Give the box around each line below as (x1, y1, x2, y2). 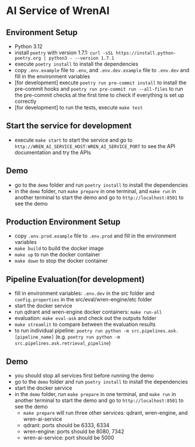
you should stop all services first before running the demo (14, 372, 154, 379)
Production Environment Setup (6, 217, 121, 227)
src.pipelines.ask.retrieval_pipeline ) (14, 339, 111, 346)
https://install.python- (116, 50, 176, 56)
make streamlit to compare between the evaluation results (14, 321, 156, 328)
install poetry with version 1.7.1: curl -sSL (14, 49, 114, 56)
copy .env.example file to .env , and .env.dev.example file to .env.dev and (14, 67, 190, 74)
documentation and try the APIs (14, 149, 92, 156)
